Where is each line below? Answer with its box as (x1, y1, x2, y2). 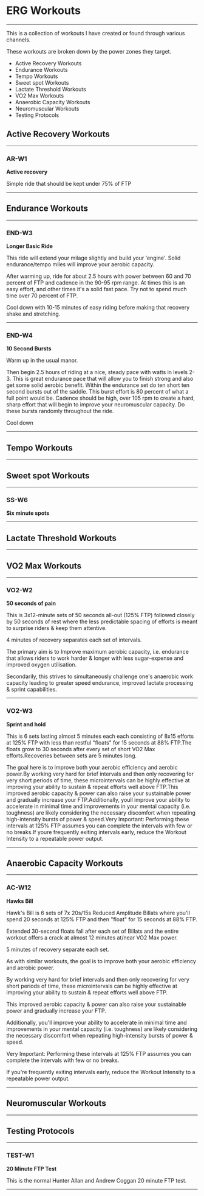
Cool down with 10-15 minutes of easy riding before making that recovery (6, 304, 190, 311)
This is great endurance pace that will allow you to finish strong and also (12, 375, 194, 383)
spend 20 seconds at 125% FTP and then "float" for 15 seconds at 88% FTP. (6, 915, 198, 923)
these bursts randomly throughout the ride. (6, 408, 114, 415)
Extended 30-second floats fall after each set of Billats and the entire (6, 927, 179, 935)
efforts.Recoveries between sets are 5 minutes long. (6, 752, 137, 759)
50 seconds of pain (6, 600, 56, 607)
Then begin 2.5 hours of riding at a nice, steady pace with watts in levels (6, 369, 188, 376)
